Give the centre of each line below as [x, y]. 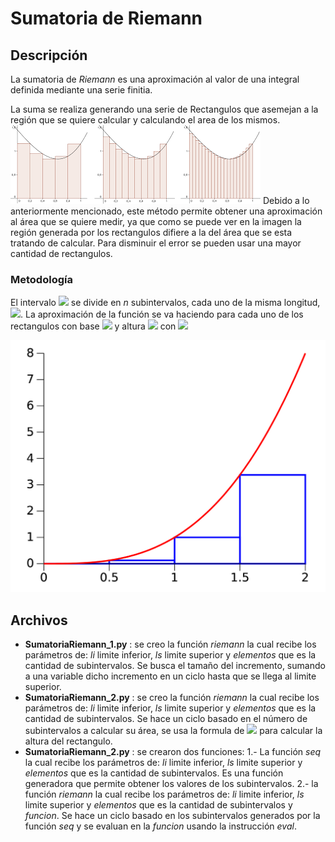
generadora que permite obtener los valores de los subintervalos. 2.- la [171, 784]
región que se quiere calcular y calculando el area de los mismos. [145, 120]
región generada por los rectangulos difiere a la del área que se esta [151, 232]
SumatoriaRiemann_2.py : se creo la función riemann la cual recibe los [172, 698]
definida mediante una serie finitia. [81, 90]
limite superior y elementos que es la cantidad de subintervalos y [158, 805]
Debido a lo [286, 200]
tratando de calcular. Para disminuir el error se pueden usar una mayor [156, 243]
